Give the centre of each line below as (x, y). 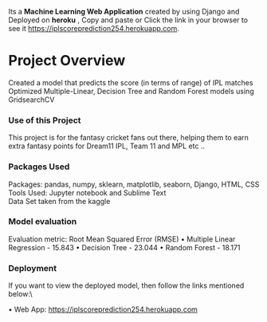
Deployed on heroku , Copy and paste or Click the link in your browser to (128, 20)
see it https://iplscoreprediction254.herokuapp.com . (94, 28)
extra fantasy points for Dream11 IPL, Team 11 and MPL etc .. (107, 146)
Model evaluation (43, 222)
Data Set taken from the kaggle (59, 201)
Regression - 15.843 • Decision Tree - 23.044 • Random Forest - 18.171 (124, 247)
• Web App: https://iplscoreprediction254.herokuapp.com (103, 309)
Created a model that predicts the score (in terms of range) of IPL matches (131, 82)
